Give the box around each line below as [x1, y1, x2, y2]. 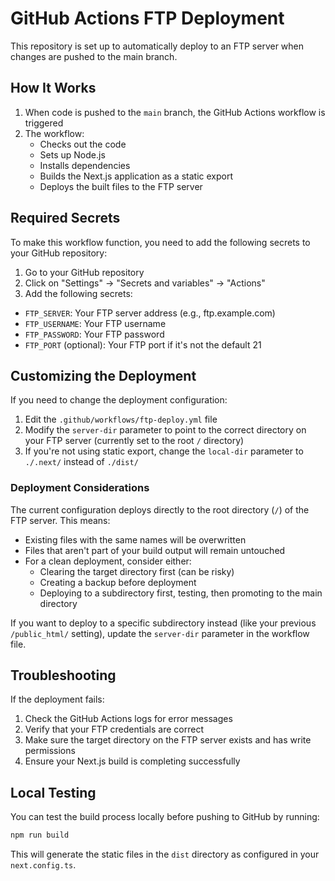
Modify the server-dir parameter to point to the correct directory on [24, 424, 307, 436]
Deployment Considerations [10, 481, 150, 495]
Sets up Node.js [39, 148, 106, 161]
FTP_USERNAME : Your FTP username [24, 317, 167, 329]
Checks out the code [39, 138, 127, 150]
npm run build [10, 830, 70, 841]
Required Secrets [10, 210, 121, 227]
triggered [24, 117, 64, 129]
